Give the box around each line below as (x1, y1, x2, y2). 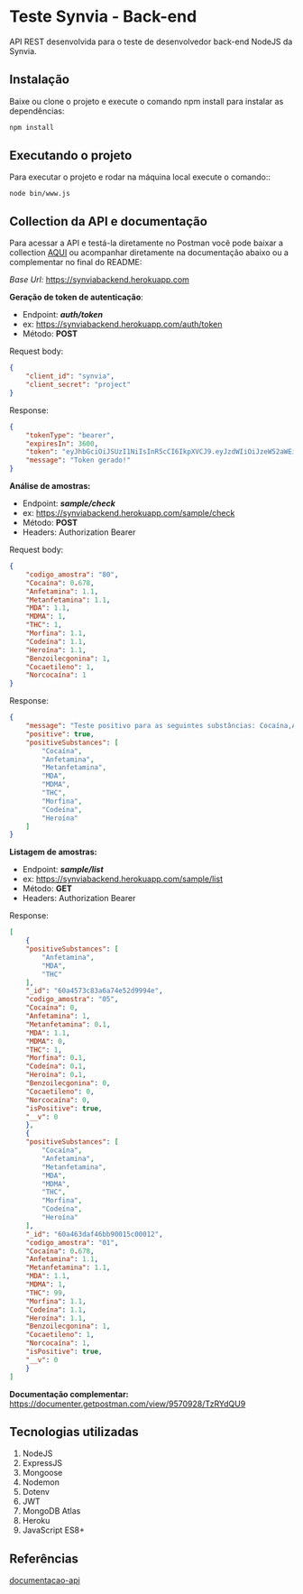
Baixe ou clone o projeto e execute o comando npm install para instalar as (9, 96, 284, 106)
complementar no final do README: (9, 257, 142, 268)
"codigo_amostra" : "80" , (25, 570, 119, 579)
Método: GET (22, 883, 72, 894)
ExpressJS (22, 1458, 63, 1469)
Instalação (9, 72, 70, 88)
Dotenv (22, 1487, 50, 1497)
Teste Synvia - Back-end (9, 6, 197, 27)
